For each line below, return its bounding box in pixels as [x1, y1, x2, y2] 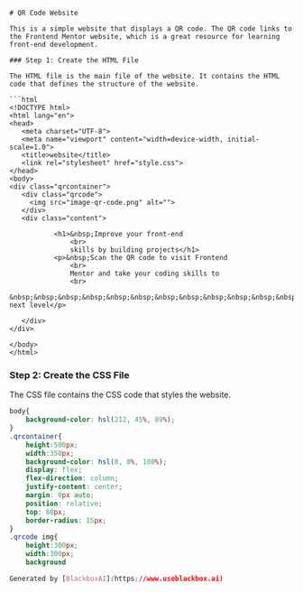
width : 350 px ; [25, 449, 75, 458]
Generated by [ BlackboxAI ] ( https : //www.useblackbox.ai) [9, 574, 224, 583]
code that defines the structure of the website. [9, 79, 200, 88]
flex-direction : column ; [25, 474, 119, 483]
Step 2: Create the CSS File [9, 368, 130, 381]
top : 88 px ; [25, 507, 67, 516]
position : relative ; [25, 499, 103, 508]
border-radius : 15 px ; [25, 515, 106, 525]
